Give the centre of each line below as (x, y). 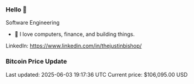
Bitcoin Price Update (36, 61)
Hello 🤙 (16, 10)
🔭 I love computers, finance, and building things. (75, 34)
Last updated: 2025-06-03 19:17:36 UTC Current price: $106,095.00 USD (97, 74)
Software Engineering (33, 23)
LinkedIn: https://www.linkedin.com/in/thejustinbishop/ (74, 46)
